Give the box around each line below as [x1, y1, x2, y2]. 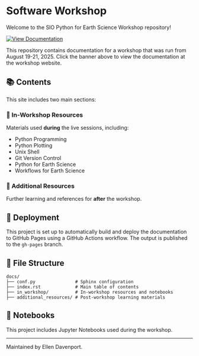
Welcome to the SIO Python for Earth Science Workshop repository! [6, 24, 172, 31]
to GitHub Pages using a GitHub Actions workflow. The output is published [6, 235, 188, 242]
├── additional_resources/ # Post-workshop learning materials [6, 294, 166, 300]
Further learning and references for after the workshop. [6, 195, 142, 203]
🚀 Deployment [6, 212, 59, 223]
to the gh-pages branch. [6, 241, 63, 248]
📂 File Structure [6, 258, 65, 268]
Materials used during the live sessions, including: [6, 124, 129, 132]
